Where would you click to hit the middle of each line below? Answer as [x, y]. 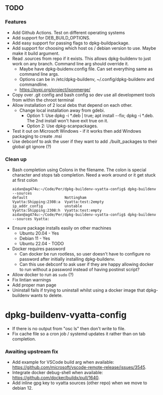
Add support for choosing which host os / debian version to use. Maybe [84, 48]
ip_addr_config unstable [47, 206]
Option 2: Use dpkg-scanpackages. [62, 126]
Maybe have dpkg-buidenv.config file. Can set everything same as [86, 69]
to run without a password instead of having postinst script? [79, 269]
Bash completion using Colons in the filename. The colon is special [79, 170]
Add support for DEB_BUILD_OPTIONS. [51, 38]
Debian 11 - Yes [35, 238]
